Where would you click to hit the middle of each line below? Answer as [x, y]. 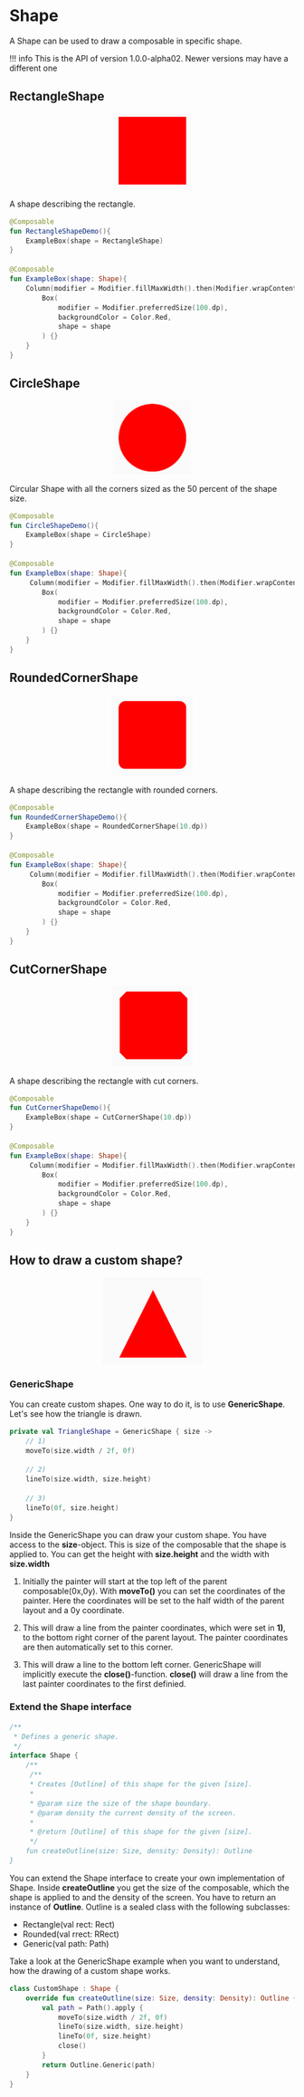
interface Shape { [44, 1756]
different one [33, 68]
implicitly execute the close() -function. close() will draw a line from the [155, 1674]
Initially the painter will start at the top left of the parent [125, 1581]
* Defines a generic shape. [66, 1736]
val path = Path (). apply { [93, 2007]
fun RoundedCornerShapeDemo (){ [68, 817]
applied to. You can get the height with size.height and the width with [139, 1554]
